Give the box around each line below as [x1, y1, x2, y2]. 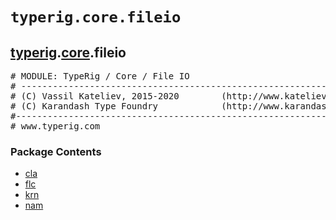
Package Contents [10, 144, 102, 158]
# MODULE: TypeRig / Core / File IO [10, 71, 190, 82]
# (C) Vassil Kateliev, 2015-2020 [10, 91, 180, 102]
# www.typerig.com [10, 121, 101, 132]
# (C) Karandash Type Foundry [10, 101, 159, 112]
